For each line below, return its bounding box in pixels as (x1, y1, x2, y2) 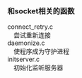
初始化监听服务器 (13, 63, 64, 72)
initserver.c (7, 55, 40, 64)
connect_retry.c (7, 22, 54, 31)
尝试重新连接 (13, 31, 51, 39)
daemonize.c (7, 39, 45, 47)
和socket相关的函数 (7, 6, 75, 15)
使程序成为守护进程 (13, 47, 69, 56)
